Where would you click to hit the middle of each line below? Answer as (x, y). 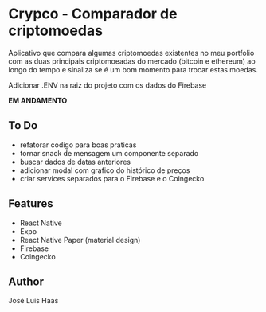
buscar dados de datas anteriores (75, 162)
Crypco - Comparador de (93, 14)
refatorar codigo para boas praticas (78, 145)
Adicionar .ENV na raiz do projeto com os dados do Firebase (108, 85)
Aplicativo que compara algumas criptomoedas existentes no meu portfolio (131, 53)
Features (31, 204)
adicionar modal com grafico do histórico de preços (105, 170)
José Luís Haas (33, 301)
